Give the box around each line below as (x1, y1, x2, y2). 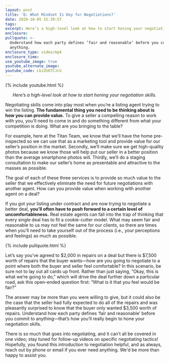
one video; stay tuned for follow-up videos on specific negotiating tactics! (5, 336, 158, 342)
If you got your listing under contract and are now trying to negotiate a (5, 201, 151, 207)
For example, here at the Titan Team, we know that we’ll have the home (5, 133, 153, 139)
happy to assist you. (5, 352, 47, 358)
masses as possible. (5, 165, 47, 171)
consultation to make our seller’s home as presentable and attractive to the (5, 160, 160, 165)
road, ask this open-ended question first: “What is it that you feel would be (5, 279, 160, 285)
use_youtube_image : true (5, 59, 57, 64)
